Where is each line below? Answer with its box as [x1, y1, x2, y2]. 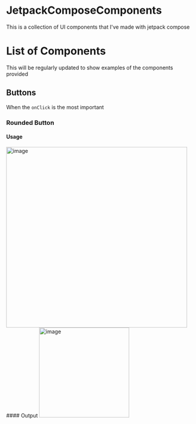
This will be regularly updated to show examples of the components [6, 64, 173, 71]
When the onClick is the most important [6, 103, 105, 110]
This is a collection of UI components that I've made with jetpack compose [6, 23, 190, 30]
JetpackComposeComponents [6, 4, 163, 17]
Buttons [6, 88, 36, 98]
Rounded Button [6, 118, 55, 127]
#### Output [6, 411, 38, 419]
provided [6, 70, 29, 78]
